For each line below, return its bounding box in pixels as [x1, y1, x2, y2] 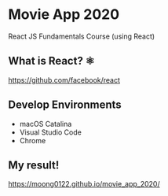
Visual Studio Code [19, 128, 82, 137]
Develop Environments [8, 98, 122, 112]
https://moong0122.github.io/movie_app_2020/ [8, 179, 160, 189]
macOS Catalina [19, 119, 72, 128]
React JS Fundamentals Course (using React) [8, 31, 155, 41]
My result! [8, 158, 60, 172]
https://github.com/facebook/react [8, 75, 120, 84]
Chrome [19, 135, 46, 145]
